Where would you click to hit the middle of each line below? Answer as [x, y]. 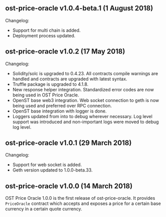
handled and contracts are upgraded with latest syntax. [70, 79]
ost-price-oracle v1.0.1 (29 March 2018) [68, 143]
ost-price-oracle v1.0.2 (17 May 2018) [65, 52]
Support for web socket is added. [47, 165]
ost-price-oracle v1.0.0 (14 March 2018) [69, 186]
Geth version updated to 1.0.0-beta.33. [53, 170]
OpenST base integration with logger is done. [60, 111]
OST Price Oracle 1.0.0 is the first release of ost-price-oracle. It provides [80, 198]
